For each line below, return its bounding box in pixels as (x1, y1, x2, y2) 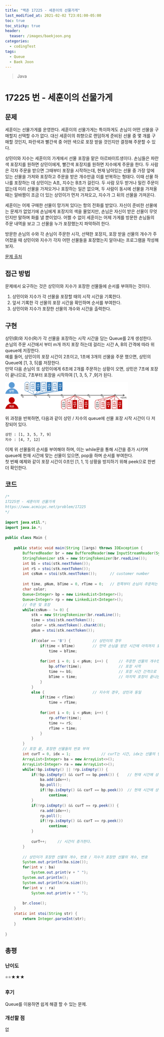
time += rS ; (48, 721, 73, 726)
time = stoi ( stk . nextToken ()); (31, 618, 95, 622)
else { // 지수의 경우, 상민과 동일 (31, 690, 142, 695)
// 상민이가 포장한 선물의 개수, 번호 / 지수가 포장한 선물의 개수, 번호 (22, 854, 148, 859)
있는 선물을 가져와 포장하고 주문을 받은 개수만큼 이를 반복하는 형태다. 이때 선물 (5, 174, 154, 180)
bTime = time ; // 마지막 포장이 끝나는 (48, 674, 160, 679)
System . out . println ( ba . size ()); (22, 860, 89, 865)
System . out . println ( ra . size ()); (22, 880, 89, 885)
